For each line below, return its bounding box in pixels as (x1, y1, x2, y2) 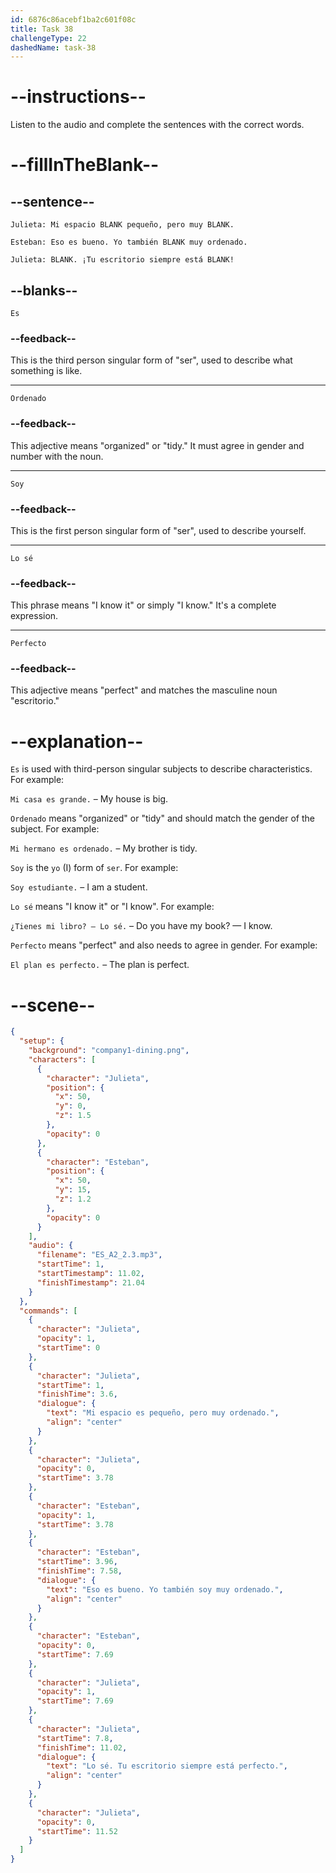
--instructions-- (10, 86, 147, 108)
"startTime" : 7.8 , (36, 1733, 114, 1743)
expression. (10, 610, 59, 622)
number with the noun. (10, 450, 104, 462)
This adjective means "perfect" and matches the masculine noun (10, 684, 278, 696)
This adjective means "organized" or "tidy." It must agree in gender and (10, 439, 305, 451)
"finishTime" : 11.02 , (36, 1742, 128, 1753)
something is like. (10, 365, 83, 377)
